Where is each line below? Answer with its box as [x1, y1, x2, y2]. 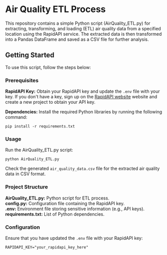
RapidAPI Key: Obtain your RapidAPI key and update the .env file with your [5, 88, 160, 94]
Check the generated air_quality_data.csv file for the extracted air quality [5, 165, 160, 172]
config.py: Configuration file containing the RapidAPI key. [5, 200, 125, 206]
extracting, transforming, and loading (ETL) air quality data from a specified [5, 25, 161, 31]
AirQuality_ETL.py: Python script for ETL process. [5, 195, 109, 201]
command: [5, 114, 28, 120]
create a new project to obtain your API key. [5, 99, 96, 105]
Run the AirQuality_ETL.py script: [5, 147, 73, 153]
